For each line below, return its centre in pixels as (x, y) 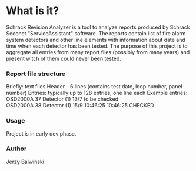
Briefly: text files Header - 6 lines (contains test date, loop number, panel (94, 87)
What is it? (33, 11)
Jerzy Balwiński (25, 162)
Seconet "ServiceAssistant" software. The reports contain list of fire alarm (96, 33)
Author (16, 149)
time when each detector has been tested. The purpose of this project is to (97, 46)
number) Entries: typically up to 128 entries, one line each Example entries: (97, 93)
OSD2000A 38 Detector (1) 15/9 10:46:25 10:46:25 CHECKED (80, 106)
